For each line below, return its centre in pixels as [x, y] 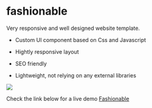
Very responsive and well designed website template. [73, 28]
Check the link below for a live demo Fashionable [68, 98]
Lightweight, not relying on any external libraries [76, 75]
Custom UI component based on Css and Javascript [81, 40]
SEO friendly [31, 63]
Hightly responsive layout [47, 52]
